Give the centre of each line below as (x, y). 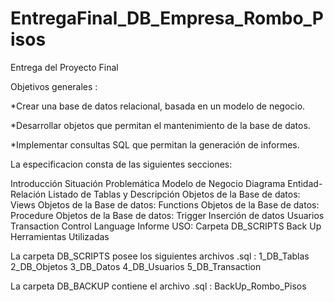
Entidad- (305, 183)
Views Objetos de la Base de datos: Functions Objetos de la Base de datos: (165, 204)
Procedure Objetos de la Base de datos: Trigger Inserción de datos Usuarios (167, 215)
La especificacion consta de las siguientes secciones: (121, 164)
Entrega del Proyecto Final (64, 67)
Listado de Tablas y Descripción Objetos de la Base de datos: (174, 194)
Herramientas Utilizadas (60, 236)
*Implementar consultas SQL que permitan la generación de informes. (155, 144)
